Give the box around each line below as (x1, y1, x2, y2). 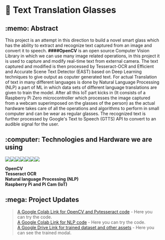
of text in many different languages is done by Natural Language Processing (5, 79, 160, 85)
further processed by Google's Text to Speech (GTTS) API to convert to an (5, 116, 157, 121)
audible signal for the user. (5, 121, 59, 127)
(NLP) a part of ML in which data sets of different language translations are (5, 84, 157, 90)
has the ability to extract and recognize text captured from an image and (5, 42, 152, 48)
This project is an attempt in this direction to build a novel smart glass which (5, 37, 159, 43)
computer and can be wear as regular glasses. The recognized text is (5, 111, 146, 117)
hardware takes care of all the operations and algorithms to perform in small (5, 106, 159, 111)
